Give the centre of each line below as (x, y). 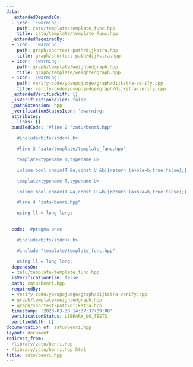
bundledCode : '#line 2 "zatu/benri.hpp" (62, 127)
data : (13, 12)
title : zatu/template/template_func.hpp (67, 34)
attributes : (26, 116)
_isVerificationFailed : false (49, 100)
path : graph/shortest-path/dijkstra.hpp (67, 50)
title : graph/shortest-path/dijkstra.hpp (69, 56)
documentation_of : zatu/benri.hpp (49, 328)
